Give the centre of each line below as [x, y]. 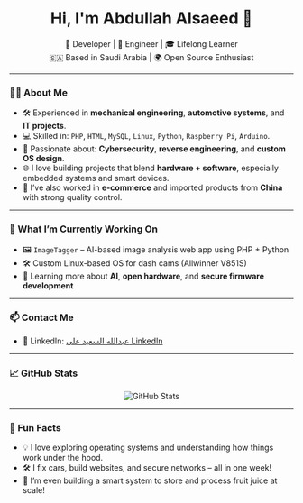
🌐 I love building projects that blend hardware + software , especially [151, 168]
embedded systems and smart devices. [96, 178]
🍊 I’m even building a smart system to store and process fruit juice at [150, 480]
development [48, 285]
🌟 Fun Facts [35, 428]
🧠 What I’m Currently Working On [83, 229]
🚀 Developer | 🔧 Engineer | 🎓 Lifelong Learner [151, 43]
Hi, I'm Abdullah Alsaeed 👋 [151, 18]
